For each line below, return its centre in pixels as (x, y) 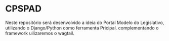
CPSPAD (24, 9)
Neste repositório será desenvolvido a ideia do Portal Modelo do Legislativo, (85, 22)
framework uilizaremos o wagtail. (40, 33)
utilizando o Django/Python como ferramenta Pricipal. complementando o (82, 27)
